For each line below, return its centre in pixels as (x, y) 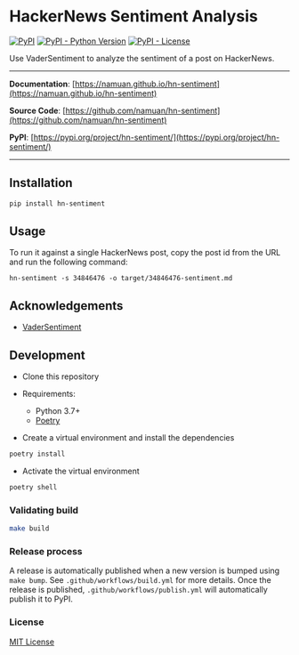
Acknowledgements (66, 306)
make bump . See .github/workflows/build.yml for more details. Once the (140, 580)
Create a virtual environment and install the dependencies (128, 438)
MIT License (32, 642)
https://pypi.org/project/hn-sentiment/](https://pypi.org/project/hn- (157, 137)
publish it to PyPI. (41, 599)
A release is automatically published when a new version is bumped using (145, 570)
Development (48, 355)
